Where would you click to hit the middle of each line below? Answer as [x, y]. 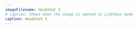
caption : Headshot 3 [26, 19]
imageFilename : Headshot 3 [33, 10]
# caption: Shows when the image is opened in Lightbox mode [69, 14]
